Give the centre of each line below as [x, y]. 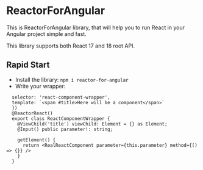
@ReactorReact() [32, 113]
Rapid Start [28, 65]
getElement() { [37, 140]
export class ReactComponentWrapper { [61, 119]
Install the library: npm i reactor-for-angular [72, 79]
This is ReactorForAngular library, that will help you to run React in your [95, 27]
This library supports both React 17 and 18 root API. [71, 46]
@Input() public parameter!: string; [65, 129]
